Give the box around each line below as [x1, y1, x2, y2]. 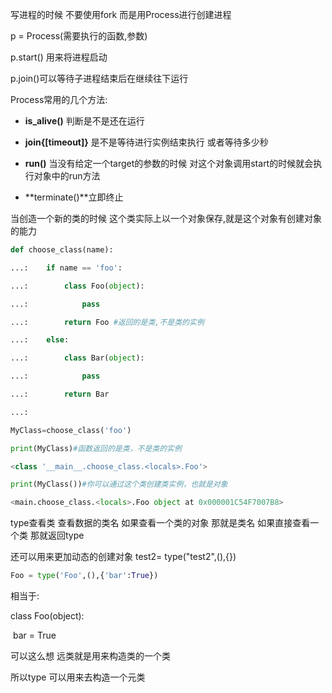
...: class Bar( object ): [10, 353, 145, 363]
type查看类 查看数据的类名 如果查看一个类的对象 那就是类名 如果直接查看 [10, 517, 311, 529]
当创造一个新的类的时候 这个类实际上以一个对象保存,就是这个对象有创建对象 [10, 213, 322, 224]
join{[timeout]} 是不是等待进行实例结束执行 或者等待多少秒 [24, 136, 269, 148]
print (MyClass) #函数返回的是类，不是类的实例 [10, 443, 182, 453]
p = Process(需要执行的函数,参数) [10, 30, 148, 42]
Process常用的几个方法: [10, 94, 108, 105]
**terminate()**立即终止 [24, 191, 124, 203]
